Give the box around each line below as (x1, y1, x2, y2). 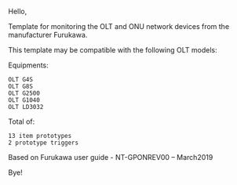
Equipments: (8, 60, 49, 70)
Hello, (8, 7, 27, 16)
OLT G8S (8, 82, 34, 90)
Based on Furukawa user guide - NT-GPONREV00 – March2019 (8, 153, 213, 161)
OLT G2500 (8, 89, 41, 97)
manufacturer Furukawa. (8, 31, 88, 39)
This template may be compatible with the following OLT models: (8, 45, 217, 54)
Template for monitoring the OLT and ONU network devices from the (8, 22, 230, 31)
